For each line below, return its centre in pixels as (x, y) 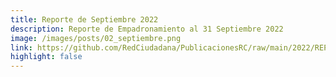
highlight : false (46, 57)
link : (21, 47)
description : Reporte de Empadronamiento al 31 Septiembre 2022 (147, 29)
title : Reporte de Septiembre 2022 (84, 19)
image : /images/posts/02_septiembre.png (96, 38)
